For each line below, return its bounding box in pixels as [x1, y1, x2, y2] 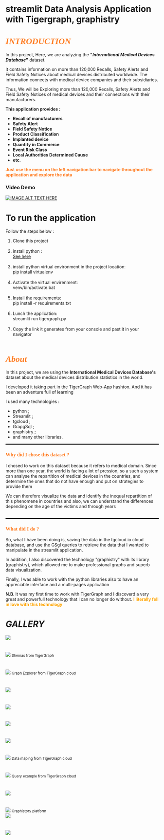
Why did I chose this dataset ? [5, 451, 70, 458]
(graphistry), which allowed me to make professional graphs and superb [5, 561, 150, 568]
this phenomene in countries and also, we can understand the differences [5, 498, 154, 504]
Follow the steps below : [5, 228, 54, 234]
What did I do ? [5, 526, 39, 532]
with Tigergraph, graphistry [5, 14, 120, 25]
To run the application [5, 212, 96, 223]
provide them [5, 483, 32, 489]
